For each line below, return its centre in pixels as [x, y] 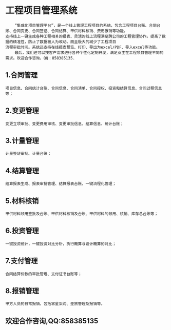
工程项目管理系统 [42, 11]
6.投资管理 [22, 231]
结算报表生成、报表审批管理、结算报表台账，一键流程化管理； [61, 184]
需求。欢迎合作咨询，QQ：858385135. [40, 58]
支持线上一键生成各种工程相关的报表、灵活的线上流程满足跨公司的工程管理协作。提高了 [84, 36]
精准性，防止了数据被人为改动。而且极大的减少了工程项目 [64, 42]
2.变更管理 [22, 111]
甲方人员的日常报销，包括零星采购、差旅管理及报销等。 [55, 304]
